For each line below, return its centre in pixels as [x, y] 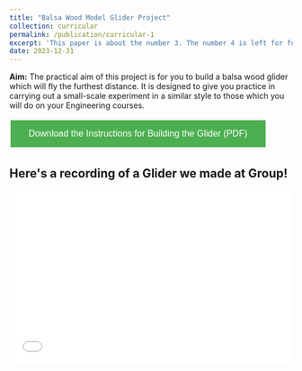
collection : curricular [54, 26]
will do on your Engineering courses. [77, 105]
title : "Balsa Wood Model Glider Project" [90, 18]
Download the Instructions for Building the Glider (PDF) [138, 134]
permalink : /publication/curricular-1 [82, 34]
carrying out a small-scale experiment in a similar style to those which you [147, 96]
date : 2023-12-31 [42, 51]
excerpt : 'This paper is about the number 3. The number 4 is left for [146, 43]
